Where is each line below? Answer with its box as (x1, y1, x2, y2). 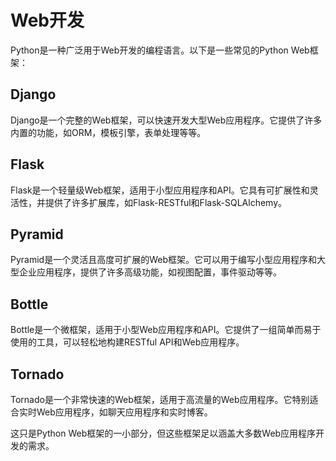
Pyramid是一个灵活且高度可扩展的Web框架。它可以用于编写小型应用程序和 (10, 254, 317, 266)
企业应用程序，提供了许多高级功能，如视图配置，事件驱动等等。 (18, 266, 282, 278)
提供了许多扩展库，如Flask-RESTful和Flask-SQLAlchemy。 (44, 196, 288, 208)
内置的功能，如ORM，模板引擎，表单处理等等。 (10, 126, 207, 138)
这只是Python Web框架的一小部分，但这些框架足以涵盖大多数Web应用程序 (10, 427, 317, 439)
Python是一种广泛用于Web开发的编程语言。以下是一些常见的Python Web (10, 44, 310, 56)
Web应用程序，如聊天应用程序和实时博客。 (36, 406, 213, 418)
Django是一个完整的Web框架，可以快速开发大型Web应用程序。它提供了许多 (10, 114, 323, 126)
